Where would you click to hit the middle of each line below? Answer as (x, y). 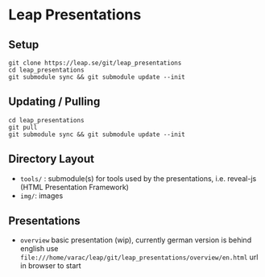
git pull (23, 127)
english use (39, 249)
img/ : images (41, 196)
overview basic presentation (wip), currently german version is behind (136, 240)
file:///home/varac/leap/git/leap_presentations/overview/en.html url (139, 257)
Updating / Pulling (54, 102)
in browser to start (51, 266)
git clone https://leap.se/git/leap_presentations (95, 63)
